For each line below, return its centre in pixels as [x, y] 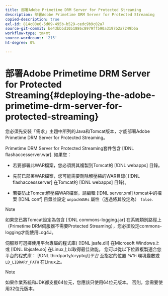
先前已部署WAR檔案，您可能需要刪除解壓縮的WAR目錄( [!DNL [76, 176]
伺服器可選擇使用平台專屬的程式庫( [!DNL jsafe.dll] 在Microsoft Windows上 [82, 243]
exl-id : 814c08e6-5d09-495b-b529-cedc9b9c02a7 [55, 24]
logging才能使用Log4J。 [31, 232]
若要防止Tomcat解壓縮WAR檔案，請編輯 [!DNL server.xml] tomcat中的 [85, 193]
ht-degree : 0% [20, 43]
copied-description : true [32, 19]
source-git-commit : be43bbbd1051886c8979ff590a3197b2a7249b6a [72, 29]
